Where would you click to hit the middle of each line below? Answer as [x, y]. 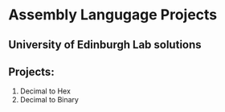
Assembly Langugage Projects [113, 15]
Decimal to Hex [45, 91]
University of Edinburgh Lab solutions [105, 45]
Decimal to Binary [49, 100]
